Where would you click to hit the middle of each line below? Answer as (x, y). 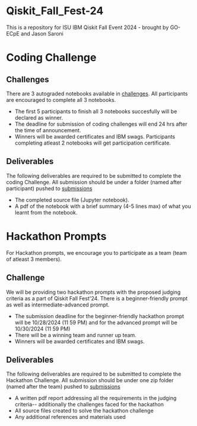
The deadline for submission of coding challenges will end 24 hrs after (101, 124)
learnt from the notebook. (46, 212)
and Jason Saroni (42, 33)
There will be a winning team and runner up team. (75, 335)
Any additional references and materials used (70, 417)
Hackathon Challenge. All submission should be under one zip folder (90, 380)
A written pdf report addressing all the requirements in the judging (96, 398)
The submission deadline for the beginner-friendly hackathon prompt (99, 316)
